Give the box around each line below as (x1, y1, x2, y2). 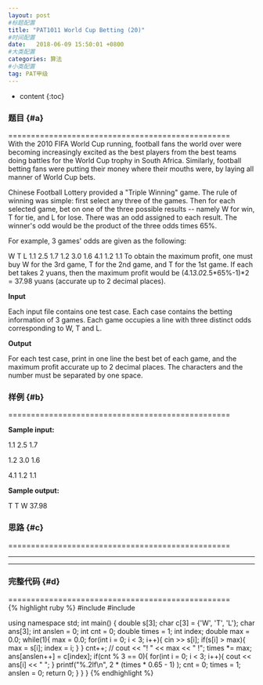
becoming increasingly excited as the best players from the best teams (8, 147, 237, 157)
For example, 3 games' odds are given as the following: (8, 236, 186, 246)
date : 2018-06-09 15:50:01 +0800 (8, 41, 124, 49)
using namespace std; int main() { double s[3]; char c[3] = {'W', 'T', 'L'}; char (8, 618, 255, 628)
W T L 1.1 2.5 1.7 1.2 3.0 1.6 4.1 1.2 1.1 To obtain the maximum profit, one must (8, 251, 253, 261)
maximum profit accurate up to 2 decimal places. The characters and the (8, 362, 243, 371)
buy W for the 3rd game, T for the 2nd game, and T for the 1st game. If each (8, 260, 253, 269)
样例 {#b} (8, 392, 45, 403)
